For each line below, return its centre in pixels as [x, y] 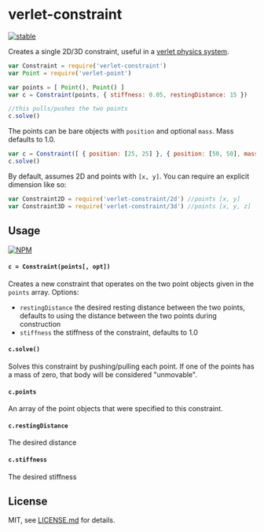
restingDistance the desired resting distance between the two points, [132, 307]
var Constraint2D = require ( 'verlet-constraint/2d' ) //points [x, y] [125, 199]
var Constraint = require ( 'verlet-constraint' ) [88, 66]
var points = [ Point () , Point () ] [66, 87]
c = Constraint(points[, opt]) [59, 267]
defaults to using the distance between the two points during [118, 315]
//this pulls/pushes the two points [68, 109]
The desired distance [42, 442]
